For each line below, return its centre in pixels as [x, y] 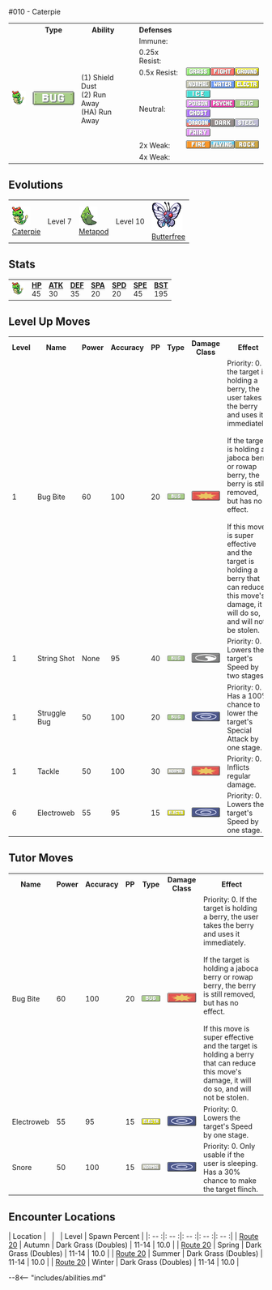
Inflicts [238, 767]
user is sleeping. [231, 1163]
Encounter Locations [62, 1217]
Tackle [49, 771]
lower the [242, 713]
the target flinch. [231, 1189]
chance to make [230, 1180]
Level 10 [130, 221]
